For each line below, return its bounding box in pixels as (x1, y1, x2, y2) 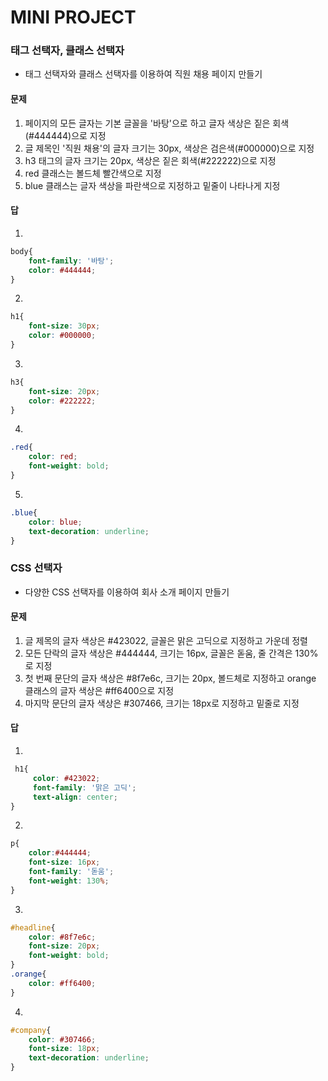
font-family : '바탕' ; (28, 256, 115, 266)
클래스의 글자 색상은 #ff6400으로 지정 (24, 684, 175, 696)
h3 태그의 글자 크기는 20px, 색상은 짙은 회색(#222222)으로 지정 (24, 154, 277, 166)
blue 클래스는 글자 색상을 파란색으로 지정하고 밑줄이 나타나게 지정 (24, 179, 281, 191)
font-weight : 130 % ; (28, 876, 110, 886)
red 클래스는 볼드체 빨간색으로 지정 (24, 167, 162, 179)
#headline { (10, 922, 56, 933)
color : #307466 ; (28, 1034, 97, 1045)
